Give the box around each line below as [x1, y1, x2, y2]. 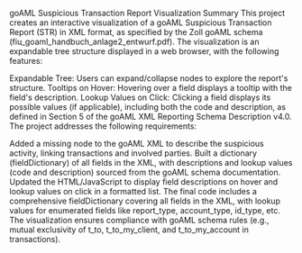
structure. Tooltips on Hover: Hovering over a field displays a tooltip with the [9, 83, 293, 93]
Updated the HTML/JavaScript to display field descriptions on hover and [9, 176, 279, 187]
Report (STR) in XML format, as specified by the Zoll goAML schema [9, 27, 263, 37]
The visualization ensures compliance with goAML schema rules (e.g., [9, 215, 270, 225]
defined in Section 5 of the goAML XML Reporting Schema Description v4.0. [9, 112, 292, 122]
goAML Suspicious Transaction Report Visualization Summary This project [9, 8, 286, 18]
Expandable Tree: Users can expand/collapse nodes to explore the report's [9, 73, 288, 84]
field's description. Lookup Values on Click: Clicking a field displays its [9, 92, 271, 103]
